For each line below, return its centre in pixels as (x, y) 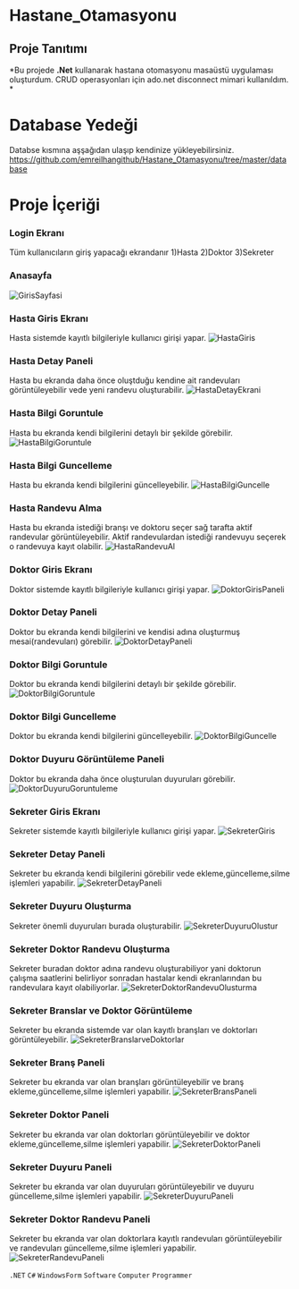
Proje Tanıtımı (48, 49)
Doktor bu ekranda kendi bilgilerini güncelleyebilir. (101, 736)
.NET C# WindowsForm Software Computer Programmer (101, 1276)
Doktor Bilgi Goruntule (58, 665)
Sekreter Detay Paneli (57, 853)
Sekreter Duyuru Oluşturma (71, 906)
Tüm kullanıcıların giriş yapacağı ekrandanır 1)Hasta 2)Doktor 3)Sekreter (141, 252)
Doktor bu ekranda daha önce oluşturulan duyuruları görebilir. (123, 778)
